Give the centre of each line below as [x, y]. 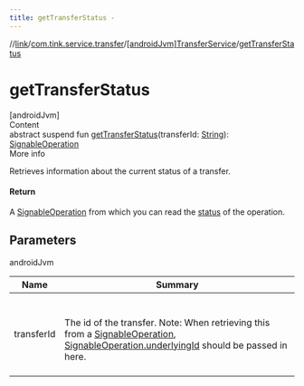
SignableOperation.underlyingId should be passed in [176, 345]
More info [28, 153]
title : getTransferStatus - [62, 18]
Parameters [43, 241]
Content [24, 124]
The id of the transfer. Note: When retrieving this [167, 323]
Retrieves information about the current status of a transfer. [120, 171]
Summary [177, 285]
